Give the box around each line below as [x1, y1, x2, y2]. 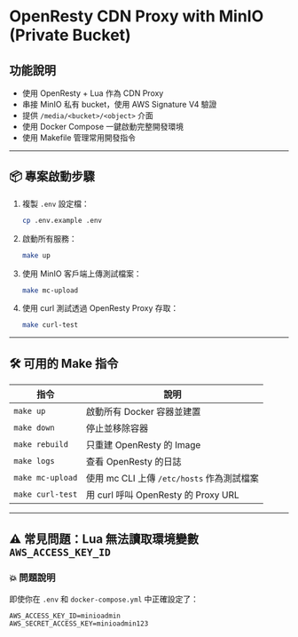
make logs [13, 456, 55, 466]
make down [13, 423, 55, 433]
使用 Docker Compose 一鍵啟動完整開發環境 [21, 122, 184, 131]
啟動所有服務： [21, 233, 77, 243]
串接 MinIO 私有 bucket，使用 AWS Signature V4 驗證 [21, 100, 217, 109]
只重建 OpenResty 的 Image [85, 439, 201, 451]
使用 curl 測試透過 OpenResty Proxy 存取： [21, 303, 179, 314]
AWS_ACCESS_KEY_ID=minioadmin [9, 611, 122, 620]
